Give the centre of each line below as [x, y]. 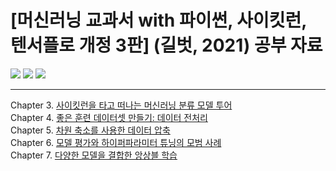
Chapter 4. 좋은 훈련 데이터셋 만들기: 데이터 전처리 [109, 117]
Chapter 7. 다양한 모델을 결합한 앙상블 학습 [94, 155]
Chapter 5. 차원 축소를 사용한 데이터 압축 [90, 130]
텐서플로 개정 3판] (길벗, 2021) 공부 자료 [166, 45]
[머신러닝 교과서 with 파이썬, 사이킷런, [158, 20]
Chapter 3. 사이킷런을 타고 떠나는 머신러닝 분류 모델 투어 [121, 105]
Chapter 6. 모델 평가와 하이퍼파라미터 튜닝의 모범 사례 [116, 142]
